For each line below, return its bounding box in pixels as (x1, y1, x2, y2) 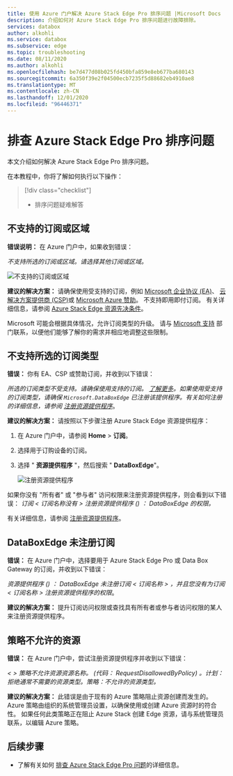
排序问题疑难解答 (34, 200, 84, 209)
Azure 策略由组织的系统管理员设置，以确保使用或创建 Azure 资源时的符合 (7, 701, 217, 710)
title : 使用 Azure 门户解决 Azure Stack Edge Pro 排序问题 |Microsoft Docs (7, 10, 221, 17)
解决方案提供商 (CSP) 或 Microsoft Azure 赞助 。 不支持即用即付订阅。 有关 (7, 295, 219, 303)
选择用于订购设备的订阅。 (17, 446, 91, 454)
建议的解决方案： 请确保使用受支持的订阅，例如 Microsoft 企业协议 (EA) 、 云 (7, 287, 226, 295)
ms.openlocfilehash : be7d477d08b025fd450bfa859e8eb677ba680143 (7, 68, 195, 75)
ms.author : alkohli (7, 62, 64, 69)
